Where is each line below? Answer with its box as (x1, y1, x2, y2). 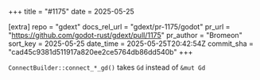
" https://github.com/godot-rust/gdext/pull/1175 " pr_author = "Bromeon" (8, 31, 243, 40)
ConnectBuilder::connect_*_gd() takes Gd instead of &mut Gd (8, 63, 206, 72)
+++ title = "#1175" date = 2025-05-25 (8, 7, 135, 16)
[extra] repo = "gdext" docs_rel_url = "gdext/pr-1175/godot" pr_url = (8, 22, 231, 31)
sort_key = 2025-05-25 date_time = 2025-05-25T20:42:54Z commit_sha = (8, 39, 254, 48)
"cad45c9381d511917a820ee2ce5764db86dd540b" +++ (8, 48, 193, 56)
